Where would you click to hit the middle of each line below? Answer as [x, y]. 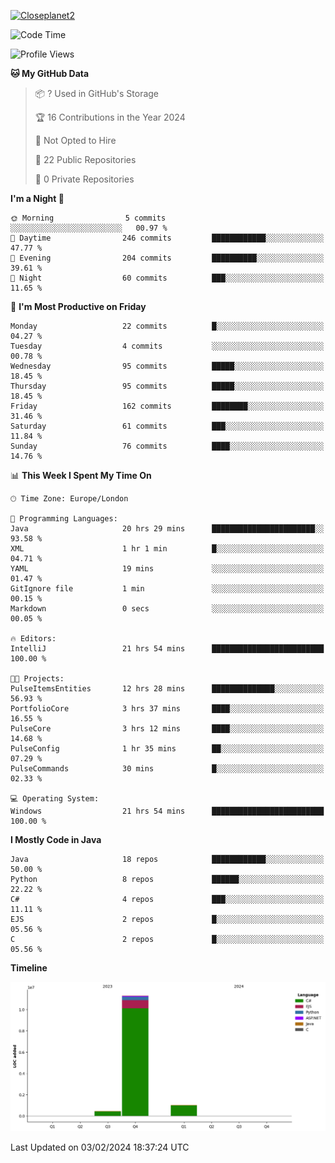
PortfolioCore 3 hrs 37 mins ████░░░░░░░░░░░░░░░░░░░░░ [167, 709]
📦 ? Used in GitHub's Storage [97, 93]
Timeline [29, 968]
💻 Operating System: [55, 799]
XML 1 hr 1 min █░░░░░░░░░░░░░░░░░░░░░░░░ [167, 549]
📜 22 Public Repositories [85, 159]
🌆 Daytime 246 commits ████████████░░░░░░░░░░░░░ [167, 238]
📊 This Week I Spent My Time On [81, 475]
